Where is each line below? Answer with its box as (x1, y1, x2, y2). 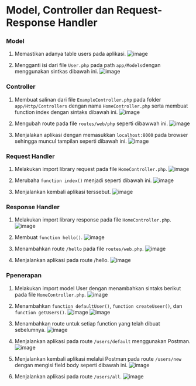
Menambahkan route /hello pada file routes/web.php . (14, 245, 145, 253)
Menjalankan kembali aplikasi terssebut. (14, 189, 111, 196)
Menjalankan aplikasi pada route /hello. (14, 257, 109, 264)
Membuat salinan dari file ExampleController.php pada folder (14, 96, 161, 103)
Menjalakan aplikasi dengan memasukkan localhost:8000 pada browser (14, 131, 188, 138)
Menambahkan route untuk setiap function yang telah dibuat (14, 320, 160, 327)
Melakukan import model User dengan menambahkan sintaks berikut (14, 284, 181, 291)
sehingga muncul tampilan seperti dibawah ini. (14, 137, 127, 145)
